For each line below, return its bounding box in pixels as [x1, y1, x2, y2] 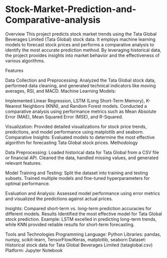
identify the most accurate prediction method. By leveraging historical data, [5, 47, 162, 53]
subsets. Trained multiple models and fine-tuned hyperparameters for [5, 175, 150, 181]
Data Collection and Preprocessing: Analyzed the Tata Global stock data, [5, 77, 156, 83]
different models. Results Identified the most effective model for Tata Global [5, 211, 162, 217]
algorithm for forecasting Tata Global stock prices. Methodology [5, 140, 138, 146]
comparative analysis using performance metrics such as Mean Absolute [5, 108, 157, 114]
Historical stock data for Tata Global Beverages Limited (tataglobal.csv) [5, 242, 153, 248]
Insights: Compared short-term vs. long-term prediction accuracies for [5, 205, 152, 211]
